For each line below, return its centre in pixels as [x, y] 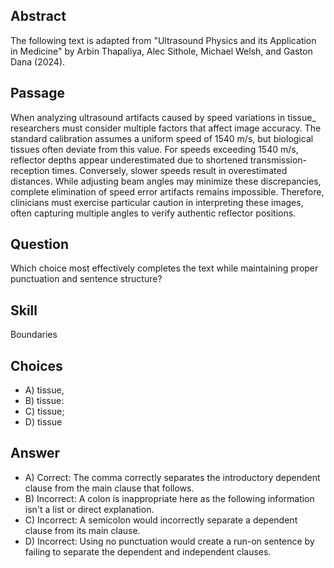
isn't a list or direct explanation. [89, 509]
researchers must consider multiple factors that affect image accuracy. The [166, 128]
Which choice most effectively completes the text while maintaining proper [164, 268]
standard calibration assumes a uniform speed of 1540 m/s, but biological [162, 138]
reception [30, 170]
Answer [35, 453]
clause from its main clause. [82, 530]
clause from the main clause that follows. [109, 488]
